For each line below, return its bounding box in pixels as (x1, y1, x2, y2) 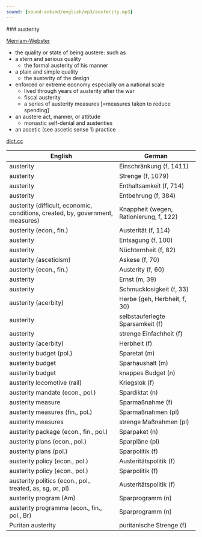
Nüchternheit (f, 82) (119, 246, 176, 254)
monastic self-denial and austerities (23, 119, 113, 127)
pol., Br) (9, 511, 32, 520)
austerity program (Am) (9, 494, 76, 502)
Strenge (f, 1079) (119, 171, 170, 180)
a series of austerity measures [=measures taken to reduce (23, 100, 171, 107)
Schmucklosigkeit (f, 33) (119, 285, 189, 293)
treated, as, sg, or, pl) (9, 484, 70, 492)
